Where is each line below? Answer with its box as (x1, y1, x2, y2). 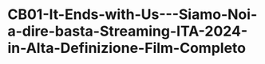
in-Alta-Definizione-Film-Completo (7, 40, 247, 57)
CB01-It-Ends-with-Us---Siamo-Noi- (7, 6, 258, 24)
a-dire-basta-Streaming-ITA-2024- (7, 22, 248, 40)
